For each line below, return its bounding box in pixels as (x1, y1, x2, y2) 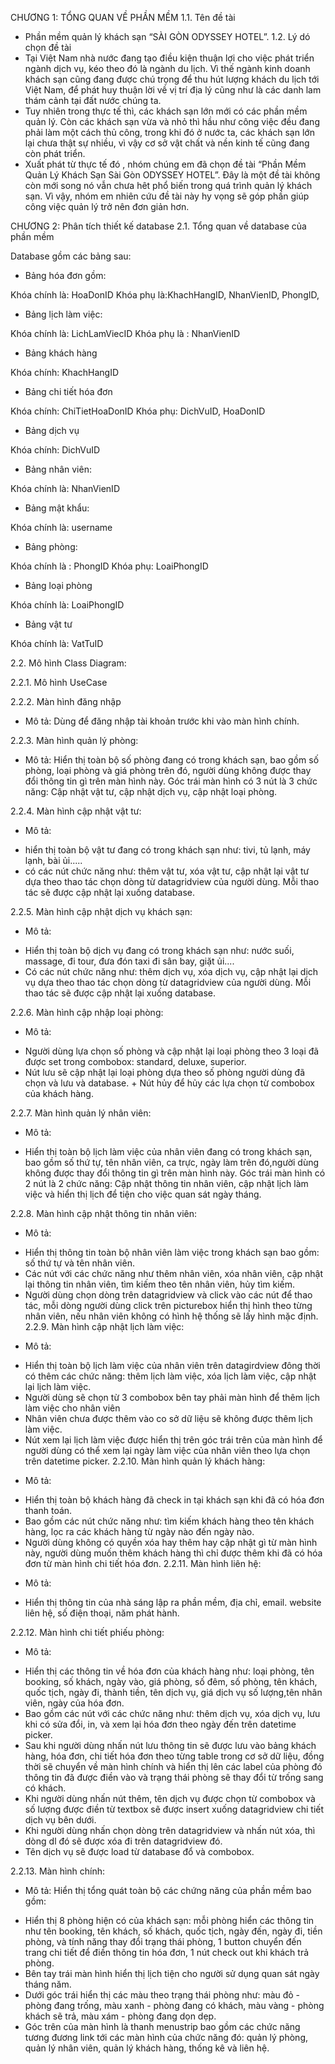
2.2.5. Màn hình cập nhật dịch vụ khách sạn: (10, 906, 193, 917)
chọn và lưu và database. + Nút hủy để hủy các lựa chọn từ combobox (24, 1077, 315, 1089)
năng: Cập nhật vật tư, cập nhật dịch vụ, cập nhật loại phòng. (24, 786, 278, 797)
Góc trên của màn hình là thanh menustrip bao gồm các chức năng (24, 2021, 301, 2032)
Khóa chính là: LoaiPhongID (10, 599, 125, 611)
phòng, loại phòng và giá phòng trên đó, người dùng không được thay (24, 765, 312, 776)
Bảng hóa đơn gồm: (24, 270, 107, 281)
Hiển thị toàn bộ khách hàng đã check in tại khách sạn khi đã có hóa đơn (24, 1494, 325, 1506)
